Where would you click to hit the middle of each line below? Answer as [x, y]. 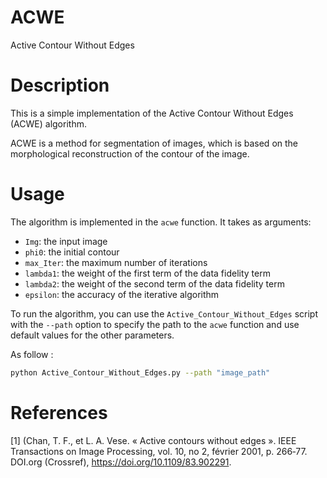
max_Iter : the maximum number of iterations [116, 262]
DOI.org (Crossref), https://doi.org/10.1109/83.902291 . [121, 462]
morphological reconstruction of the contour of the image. [130, 153]
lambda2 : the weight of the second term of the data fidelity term [154, 283]
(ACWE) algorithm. [48, 123]
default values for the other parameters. [92, 335]
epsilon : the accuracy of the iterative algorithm [122, 294]
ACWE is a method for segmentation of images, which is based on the [154, 143]
